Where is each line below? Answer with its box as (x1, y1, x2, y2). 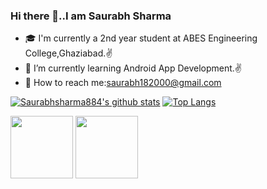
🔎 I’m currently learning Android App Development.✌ (24, 62, 243, 74)
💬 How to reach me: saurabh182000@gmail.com (24, 77, 222, 89)
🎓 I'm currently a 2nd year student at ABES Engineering (24, 32, 258, 44)
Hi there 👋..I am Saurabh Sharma (10, 9, 172, 23)
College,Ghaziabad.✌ (24, 47, 113, 59)
